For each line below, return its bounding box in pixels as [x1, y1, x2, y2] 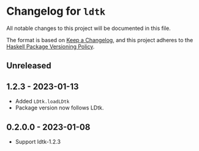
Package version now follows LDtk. [15, 104, 104, 111]
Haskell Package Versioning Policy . [6, 43, 95, 50]
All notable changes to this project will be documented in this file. [6, 24, 171, 32]
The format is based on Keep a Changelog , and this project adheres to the [6, 36, 193, 43]
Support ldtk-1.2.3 [15, 138, 61, 145]
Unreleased [6, 61, 52, 71]
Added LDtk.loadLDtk [15, 98, 70, 105]
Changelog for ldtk [6, 4, 106, 18]
